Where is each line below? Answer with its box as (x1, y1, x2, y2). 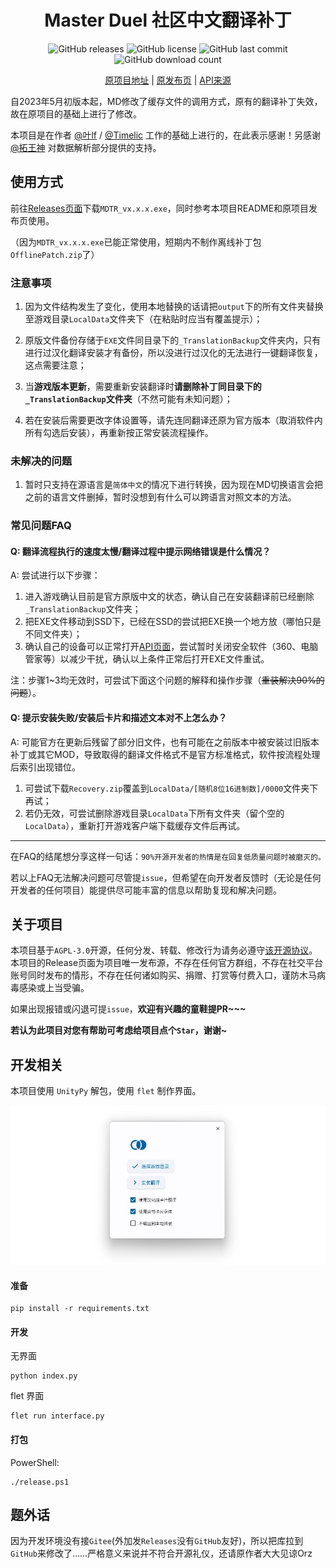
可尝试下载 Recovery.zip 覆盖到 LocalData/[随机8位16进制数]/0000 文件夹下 (24, 782, 319, 794)
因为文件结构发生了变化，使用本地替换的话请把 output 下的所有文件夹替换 (24, 301, 324, 313)
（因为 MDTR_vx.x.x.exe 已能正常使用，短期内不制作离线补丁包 (10, 236, 262, 248)
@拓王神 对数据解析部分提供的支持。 (10, 141, 162, 153)
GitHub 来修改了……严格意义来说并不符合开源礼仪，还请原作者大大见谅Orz (10, 1547, 313, 1560)
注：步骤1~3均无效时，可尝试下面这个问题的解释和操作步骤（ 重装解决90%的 (10, 674, 325, 686)
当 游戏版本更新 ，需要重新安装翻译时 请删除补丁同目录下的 (24, 381, 262, 393)
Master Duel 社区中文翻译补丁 (44, 9, 292, 32)
